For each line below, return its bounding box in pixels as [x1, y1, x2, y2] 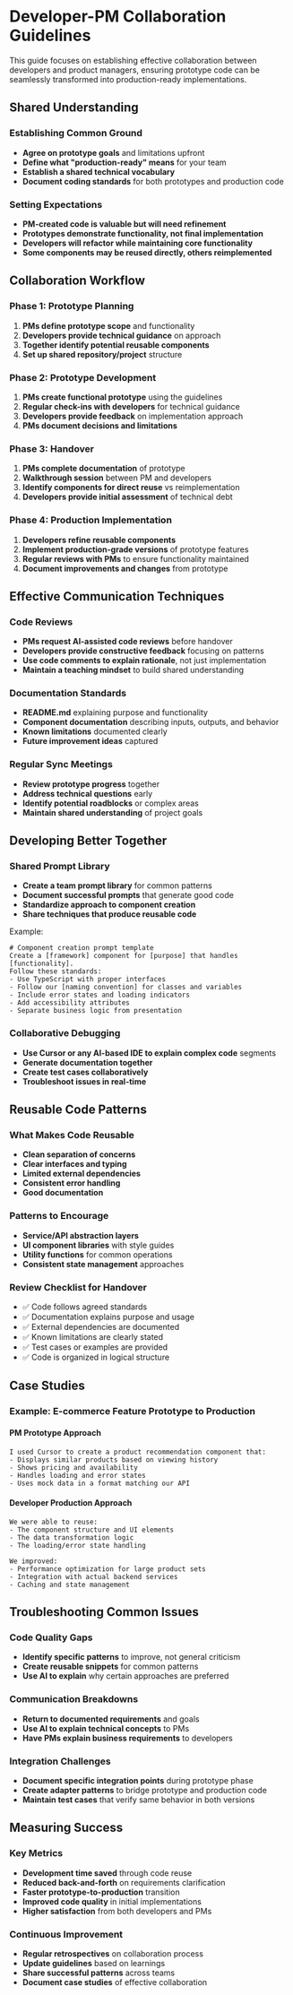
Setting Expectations [9, 198, 103, 211]
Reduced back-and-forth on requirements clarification [22, 1877, 226, 1887]
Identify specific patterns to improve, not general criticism [22, 1652, 241, 1662]
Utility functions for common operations [22, 1248, 173, 1260]
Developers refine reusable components [22, 534, 177, 545]
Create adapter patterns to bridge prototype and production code [22, 1785, 267, 1796]
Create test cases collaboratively [22, 1067, 149, 1077]
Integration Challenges [9, 1755, 111, 1767]
